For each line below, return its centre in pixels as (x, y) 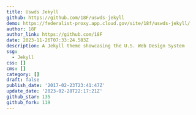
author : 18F (21, 29)
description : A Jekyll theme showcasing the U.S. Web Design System (96, 46)
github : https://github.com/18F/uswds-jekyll (65, 18)
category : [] (23, 74)
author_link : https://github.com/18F (55, 35)
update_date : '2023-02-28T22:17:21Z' (55, 91)
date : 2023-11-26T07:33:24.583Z (47, 40)
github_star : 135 (28, 97)
